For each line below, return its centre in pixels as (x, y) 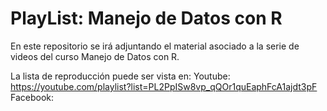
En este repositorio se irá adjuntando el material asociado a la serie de (155, 46)
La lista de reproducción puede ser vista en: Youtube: (120, 76)
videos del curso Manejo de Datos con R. (95, 56)
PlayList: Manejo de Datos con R (146, 18)
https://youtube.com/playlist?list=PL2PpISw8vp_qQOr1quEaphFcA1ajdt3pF (164, 86)
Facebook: (32, 97)
